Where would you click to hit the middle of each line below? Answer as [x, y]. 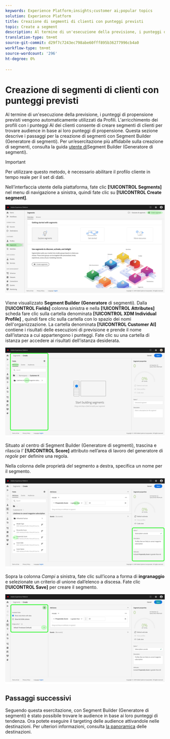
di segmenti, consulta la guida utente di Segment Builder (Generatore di [79, 147]
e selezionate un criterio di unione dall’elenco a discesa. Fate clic [73, 581]
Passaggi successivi [38, 698]
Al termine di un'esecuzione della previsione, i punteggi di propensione [79, 114]
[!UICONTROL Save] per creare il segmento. [51, 587]
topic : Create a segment [31, 27]
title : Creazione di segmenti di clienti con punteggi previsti [74, 21]
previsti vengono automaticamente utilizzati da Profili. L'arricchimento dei [82, 120]
